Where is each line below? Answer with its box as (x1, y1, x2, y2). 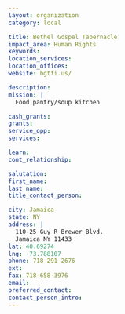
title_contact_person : (8, 192, 83, 200)
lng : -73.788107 (8, 250, 61, 257)
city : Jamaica (8, 206, 55, 214)
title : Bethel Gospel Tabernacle (8, 33, 118, 41)
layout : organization (8, 11, 79, 20)
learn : (8, 148, 30, 156)
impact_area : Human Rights (8, 40, 97, 48)
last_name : (8, 184, 44, 192)
